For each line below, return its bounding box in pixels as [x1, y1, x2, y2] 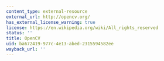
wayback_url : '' [6, 46, 46, 52]
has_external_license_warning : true [6, 19, 95, 25]
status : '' [6, 30, 33, 36]
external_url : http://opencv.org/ [6, 14, 91, 20]
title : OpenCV [6, 35, 41, 41]
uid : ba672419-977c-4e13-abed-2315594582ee [6, 41, 114, 47]
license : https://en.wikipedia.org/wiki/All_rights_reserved [6, 24, 159, 31]
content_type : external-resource [6, 8, 88, 15]
